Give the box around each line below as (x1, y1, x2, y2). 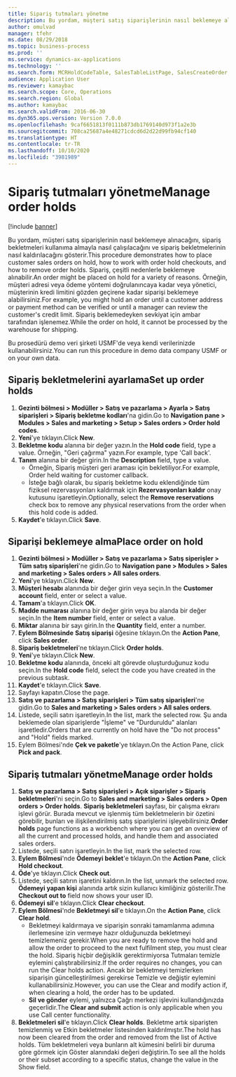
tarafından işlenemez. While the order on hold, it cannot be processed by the (8, 317, 228, 326)
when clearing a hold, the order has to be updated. (28, 989, 175, 997)
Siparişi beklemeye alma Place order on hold (8, 536, 204, 548)
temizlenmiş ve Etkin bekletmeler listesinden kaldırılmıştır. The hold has (18, 1026, 221, 1034)
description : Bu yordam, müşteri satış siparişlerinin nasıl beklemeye (8, 17, 221, 24)
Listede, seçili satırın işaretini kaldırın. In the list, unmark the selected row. (18, 876, 229, 885)
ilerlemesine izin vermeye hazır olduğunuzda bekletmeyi (28, 929, 191, 937)
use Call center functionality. (28, 1011, 111, 1019)
